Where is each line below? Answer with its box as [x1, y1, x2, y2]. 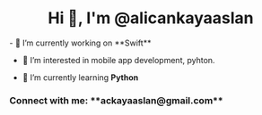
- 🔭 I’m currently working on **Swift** [9, 37, 152, 48]
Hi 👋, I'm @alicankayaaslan [48, 8, 254, 29]
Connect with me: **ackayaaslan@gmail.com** [9, 94, 223, 106]
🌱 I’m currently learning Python [22, 71, 139, 83]
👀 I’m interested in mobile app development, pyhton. [22, 54, 215, 65]
